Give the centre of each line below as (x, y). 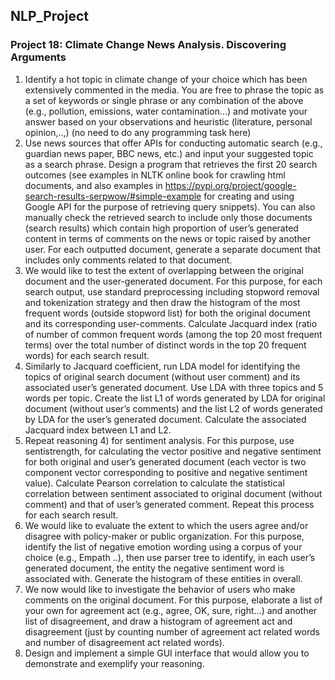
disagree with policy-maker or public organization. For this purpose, (164, 536)
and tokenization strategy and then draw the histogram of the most (162, 302)
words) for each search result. (87, 355)
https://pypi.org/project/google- (230, 185)
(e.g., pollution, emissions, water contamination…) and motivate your (166, 111)
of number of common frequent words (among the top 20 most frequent (173, 334)
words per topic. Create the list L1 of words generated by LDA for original (175, 398)
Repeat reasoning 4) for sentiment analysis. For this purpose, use (159, 440)
